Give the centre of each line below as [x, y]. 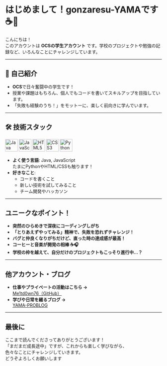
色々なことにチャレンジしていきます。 [44, 352]
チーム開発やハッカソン [44, 191]
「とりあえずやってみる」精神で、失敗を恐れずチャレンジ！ [73, 232]
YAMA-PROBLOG [30, 305]
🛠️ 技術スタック [29, 127]
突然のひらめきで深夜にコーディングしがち [56, 226]
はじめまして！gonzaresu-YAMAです [82, 10]
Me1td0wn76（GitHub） [37, 293]
